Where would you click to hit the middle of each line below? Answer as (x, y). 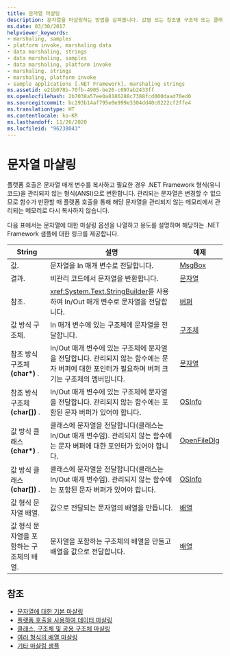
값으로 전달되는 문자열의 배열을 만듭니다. (112, 508)
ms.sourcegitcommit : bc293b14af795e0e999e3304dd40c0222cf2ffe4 (99, 103)
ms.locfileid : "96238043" (44, 128)
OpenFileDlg (200, 440)
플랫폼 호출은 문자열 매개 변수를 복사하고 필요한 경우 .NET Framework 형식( (108, 185)
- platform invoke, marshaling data (59, 45)
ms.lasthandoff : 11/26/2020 (47, 122)
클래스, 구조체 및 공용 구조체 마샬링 (64, 629)
